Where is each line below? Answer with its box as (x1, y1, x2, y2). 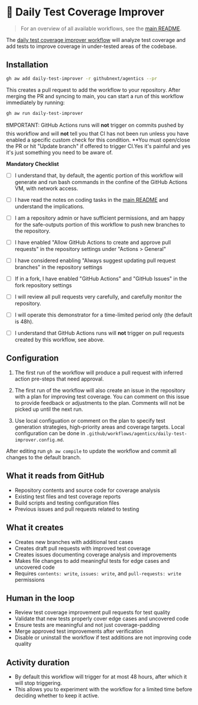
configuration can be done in (14, 429, 86, 437)
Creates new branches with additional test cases (14, 538, 134, 545)
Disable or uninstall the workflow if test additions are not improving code (14, 634, 192, 641)
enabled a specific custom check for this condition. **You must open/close (6, 136, 190, 143)
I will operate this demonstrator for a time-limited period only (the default (14, 311, 193, 318)
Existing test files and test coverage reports (14, 492, 121, 500)
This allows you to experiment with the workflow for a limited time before (14, 686, 193, 693)
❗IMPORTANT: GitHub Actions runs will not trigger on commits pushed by (6, 121, 184, 128)
